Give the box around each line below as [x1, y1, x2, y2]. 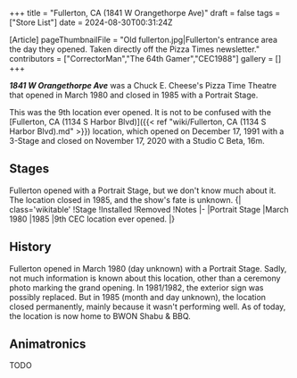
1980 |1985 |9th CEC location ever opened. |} [9, 214, 176, 224]
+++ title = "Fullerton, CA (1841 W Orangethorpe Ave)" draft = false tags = [9, 8, 281, 18]
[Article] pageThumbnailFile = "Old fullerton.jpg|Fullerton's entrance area [9, 35, 278, 45]
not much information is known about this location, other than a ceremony [9, 273, 281, 283]
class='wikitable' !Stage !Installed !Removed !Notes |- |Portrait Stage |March [9, 204, 289, 214]
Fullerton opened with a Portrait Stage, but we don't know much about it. [9, 185, 276, 196]
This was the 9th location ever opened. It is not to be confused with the [9, 107, 272, 117]
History [9, 239, 52, 255]
